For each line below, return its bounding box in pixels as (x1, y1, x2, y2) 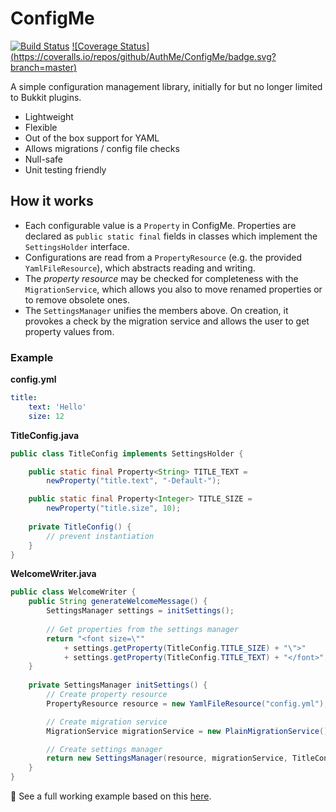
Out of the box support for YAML (24, 132, 160, 144)
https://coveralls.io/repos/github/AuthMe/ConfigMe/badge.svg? (13, 50, 277, 62)
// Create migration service (46, 717, 168, 727)
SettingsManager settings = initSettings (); (46, 606, 235, 616)
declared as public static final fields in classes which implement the (24, 230, 318, 242)
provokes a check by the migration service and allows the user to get (24, 315, 310, 327)
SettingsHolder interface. (24, 240, 130, 252)
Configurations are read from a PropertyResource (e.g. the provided (24, 251, 302, 263)
